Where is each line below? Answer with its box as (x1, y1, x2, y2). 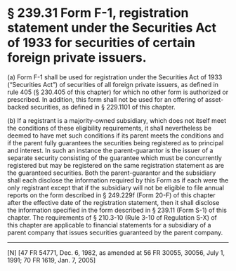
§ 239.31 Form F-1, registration (7, 5, 189, 21)
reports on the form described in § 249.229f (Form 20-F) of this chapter (7, 191, 216, 199)
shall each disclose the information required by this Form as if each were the (7, 176, 229, 184)
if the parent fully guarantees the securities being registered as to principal (7, 138, 224, 147)
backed (7, 103, 29, 111)
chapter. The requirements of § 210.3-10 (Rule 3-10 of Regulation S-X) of (7, 213, 218, 222)
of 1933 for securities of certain (7, 35, 195, 51)
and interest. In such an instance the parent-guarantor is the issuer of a (7, 146, 214, 154)
